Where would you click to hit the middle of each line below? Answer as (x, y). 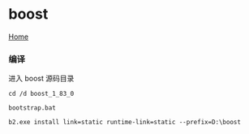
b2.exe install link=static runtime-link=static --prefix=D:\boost (125, 123)
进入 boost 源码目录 (41, 79)
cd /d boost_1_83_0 (41, 94)
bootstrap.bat (32, 108)
